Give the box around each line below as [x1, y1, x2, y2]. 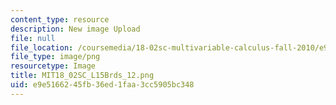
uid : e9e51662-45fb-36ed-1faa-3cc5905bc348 [10, 80, 195, 90]
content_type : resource [10, 14, 110, 25]
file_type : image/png [10, 52, 101, 62]
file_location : [10, 42, 74, 53]
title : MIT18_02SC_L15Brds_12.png [10, 71, 155, 81]
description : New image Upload [10, 24, 141, 34]
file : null [10, 33, 56, 43]
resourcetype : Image [10, 61, 97, 71]
